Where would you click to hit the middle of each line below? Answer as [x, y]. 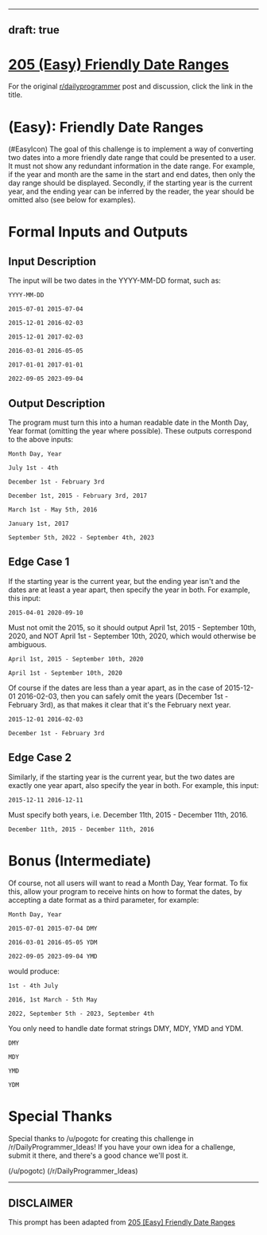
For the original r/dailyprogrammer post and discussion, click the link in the [131, 86]
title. [15, 95]
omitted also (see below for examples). [72, 200]
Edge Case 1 [39, 562]
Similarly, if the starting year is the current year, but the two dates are [122, 777]
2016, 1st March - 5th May [53, 1000]
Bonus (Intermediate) [80, 861]
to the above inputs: [41, 440]
